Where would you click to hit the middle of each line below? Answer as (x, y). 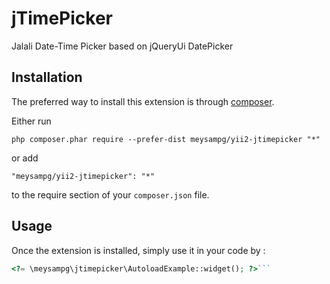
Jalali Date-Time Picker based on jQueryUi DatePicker (122, 46)
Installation (47, 77)
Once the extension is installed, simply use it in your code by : (138, 250)
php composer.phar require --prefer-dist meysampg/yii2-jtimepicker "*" (166, 139)
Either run (31, 121)
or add (25, 158)
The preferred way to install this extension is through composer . (143, 101)
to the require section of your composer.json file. (110, 194)
